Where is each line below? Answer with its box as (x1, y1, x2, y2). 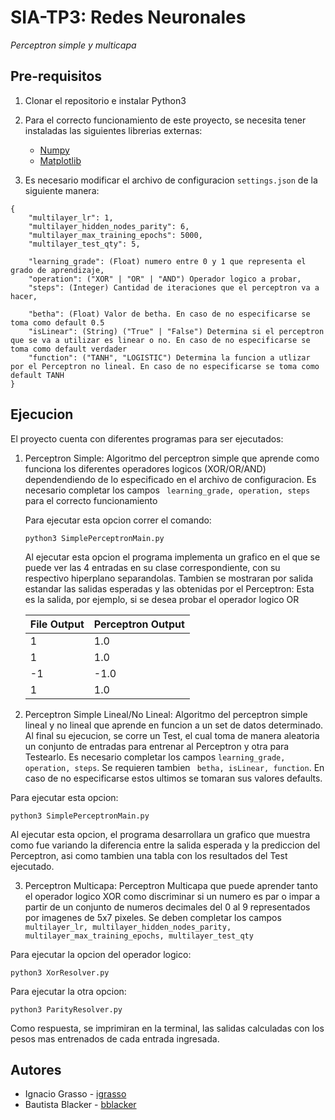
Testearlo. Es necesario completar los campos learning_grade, (24, 751, 286, 763)
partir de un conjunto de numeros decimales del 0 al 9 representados (24, 901, 311, 913)
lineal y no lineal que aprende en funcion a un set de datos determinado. (24, 719, 324, 731)
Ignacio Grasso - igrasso (24, 1088, 127, 1100)
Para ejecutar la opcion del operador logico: (10, 948, 192, 960)
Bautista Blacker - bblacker (24, 1099, 137, 1111)
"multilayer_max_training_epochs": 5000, (28, 230, 203, 240)
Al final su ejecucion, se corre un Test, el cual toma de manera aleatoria (24, 729, 320, 741)
